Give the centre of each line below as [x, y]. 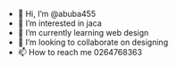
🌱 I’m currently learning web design [83, 33]
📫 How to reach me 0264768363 [80, 52]
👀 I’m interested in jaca [60, 23]
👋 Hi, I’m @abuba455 [57, 14]
